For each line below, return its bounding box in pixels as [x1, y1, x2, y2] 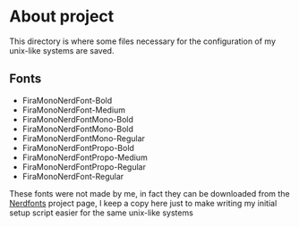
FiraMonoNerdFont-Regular [21, 171, 124, 181]
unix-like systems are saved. [9, 45, 115, 55]
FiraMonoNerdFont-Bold [21, 95, 113, 105]
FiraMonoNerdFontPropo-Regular [21, 161, 146, 172]
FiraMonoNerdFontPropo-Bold [21, 142, 134, 153]
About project [9, 6, 115, 27]
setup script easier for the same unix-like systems [9, 207, 194, 218]
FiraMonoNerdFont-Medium [21, 105, 126, 115]
